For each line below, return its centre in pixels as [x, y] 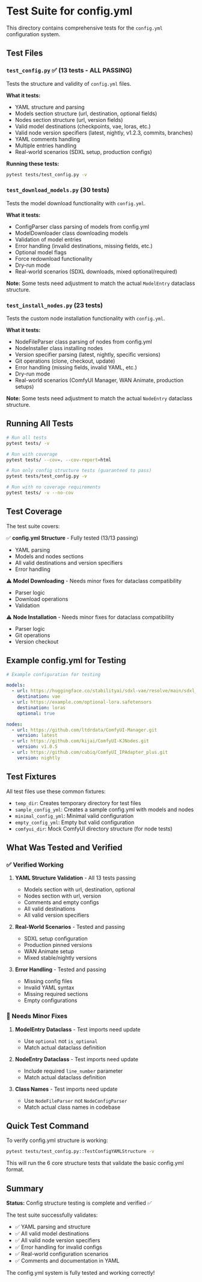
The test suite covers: [33, 526]
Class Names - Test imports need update [66, 1089]
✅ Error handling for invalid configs [58, 1247]
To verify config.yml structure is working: [57, 1140]
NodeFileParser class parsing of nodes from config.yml [83, 342]
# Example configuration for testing [54, 674]
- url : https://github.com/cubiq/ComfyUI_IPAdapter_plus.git [90, 753]
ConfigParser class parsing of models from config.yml [82, 226]
